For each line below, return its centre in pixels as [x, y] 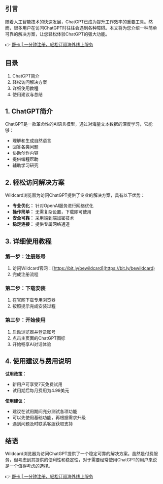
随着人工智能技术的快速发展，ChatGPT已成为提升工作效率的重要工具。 [77, 22]
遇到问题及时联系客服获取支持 [42, 424]
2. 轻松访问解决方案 [35, 182]
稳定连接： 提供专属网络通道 [41, 224]
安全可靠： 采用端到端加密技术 [43, 218]
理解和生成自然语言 [32, 141]
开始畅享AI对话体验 [32, 344]
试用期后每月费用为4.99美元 [41, 390]
